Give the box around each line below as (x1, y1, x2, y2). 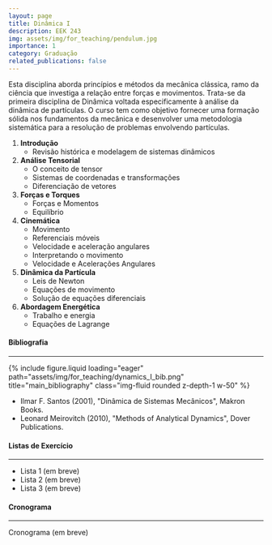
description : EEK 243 (8, 27, 82, 35)
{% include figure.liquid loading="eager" (8, 363, 144, 373)
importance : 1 (8, 42, 57, 50)
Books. (19, 405, 44, 414)
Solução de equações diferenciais (32, 293, 146, 303)
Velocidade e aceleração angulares (32, 241, 150, 251)
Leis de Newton (32, 276, 85, 285)
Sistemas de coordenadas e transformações (32, 172, 181, 182)
